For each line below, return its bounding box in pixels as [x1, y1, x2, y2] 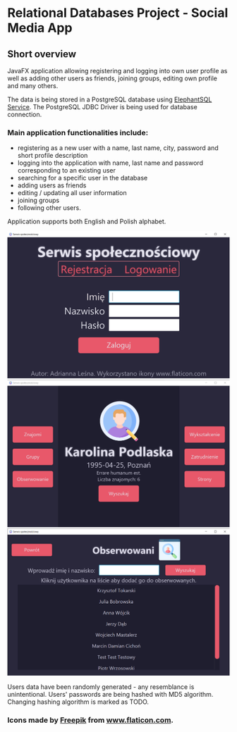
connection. [7, 111, 42, 118]
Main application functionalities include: [7, 128, 149, 137]
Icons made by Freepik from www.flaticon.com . [7, 715, 174, 725]
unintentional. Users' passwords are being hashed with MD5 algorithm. [7, 690, 214, 699]
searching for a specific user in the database [17, 174, 148, 182]
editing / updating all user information [17, 189, 127, 197]
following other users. [17, 204, 81, 212]
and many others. [7, 82, 59, 89]
